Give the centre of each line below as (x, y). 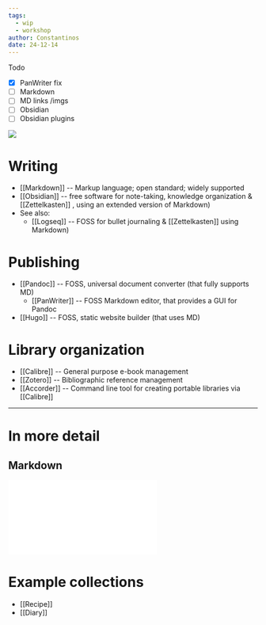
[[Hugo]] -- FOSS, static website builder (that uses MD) (110, 318)
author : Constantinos (44, 38)
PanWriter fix (41, 83)
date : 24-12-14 (33, 45)
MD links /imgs (44, 101)
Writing (33, 166)
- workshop (33, 30)
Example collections (76, 582)
